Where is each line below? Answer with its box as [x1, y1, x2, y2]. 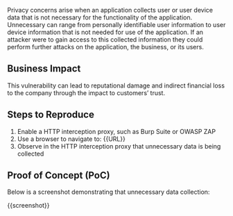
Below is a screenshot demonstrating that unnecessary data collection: [7, 188, 210, 197]
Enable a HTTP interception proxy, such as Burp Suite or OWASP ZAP [17, 127, 216, 135]
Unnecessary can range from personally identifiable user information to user [7, 21, 226, 28]
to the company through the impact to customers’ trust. [7, 88, 165, 97]
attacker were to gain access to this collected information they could [7, 35, 203, 44]
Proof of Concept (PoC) [7, 169, 110, 181]
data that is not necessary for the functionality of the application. [7, 13, 193, 22]
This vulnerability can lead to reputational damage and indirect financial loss [7, 81, 225, 90]
